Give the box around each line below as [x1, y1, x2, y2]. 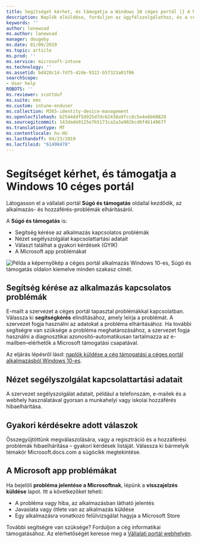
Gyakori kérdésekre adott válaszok [6, 420, 138, 430]
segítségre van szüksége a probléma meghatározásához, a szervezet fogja [6, 327, 190, 334]
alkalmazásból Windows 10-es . [6, 357, 82, 365]
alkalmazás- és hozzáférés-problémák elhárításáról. [6, 206, 134, 213]
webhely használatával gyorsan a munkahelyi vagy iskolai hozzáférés [6, 397, 177, 404]
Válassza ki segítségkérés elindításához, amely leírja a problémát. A [6, 314, 174, 321]
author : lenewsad [6, 25, 49, 32]
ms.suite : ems [6, 97, 42, 103]
